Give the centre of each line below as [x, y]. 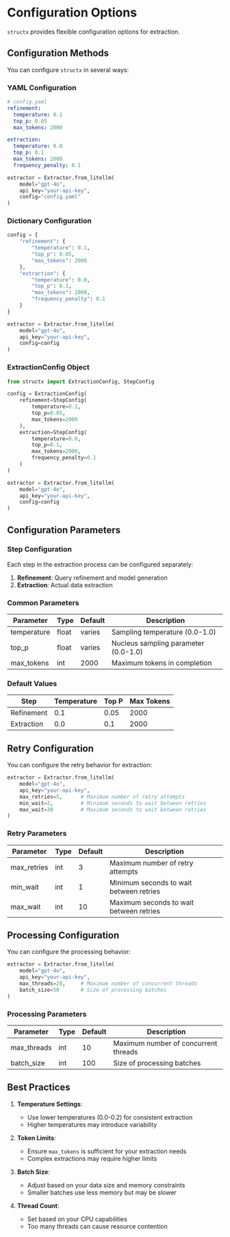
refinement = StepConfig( [53, 400]
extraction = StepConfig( [53, 432]
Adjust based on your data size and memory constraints [106, 1185]
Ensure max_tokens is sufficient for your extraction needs [107, 1151]
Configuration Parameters [64, 530]
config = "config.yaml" [50, 197]
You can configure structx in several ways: [68, 69]
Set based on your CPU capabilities [77, 1219]
